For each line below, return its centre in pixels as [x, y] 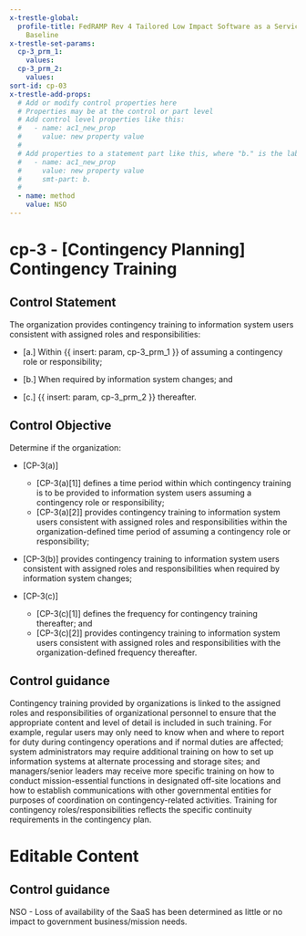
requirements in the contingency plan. [81, 819]
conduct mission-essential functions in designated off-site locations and [145, 780]
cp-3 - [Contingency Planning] [127, 250]
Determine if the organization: [65, 447]
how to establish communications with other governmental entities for [140, 790]
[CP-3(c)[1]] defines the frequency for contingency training [147, 613]
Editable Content [74, 856]
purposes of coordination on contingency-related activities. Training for [143, 800]
